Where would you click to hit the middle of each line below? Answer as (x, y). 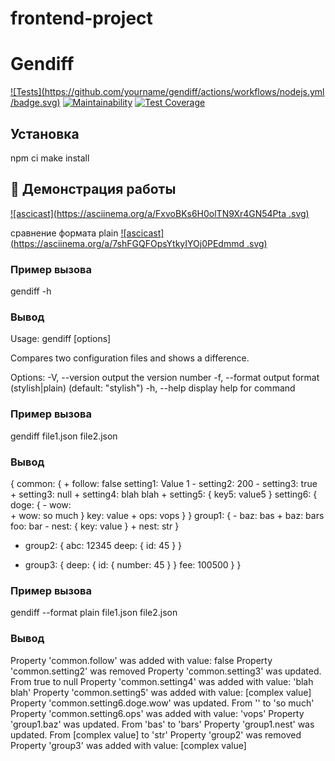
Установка (45, 133)
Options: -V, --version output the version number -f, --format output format (165, 378)
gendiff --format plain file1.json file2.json (94, 613)
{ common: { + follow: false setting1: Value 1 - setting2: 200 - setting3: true (164, 483)
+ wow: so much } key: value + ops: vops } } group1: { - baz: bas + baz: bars (167, 515)
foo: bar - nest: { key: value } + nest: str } (95, 526)
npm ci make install (50, 158)
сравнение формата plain (64, 233)
